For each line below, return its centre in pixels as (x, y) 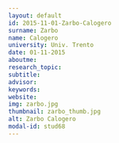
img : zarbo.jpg (33, 104)
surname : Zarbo (33, 30)
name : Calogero (33, 38)
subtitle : (25, 75)
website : (23, 97)
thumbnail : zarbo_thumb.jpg (55, 112)
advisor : (23, 82)
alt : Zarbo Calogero (42, 119)
